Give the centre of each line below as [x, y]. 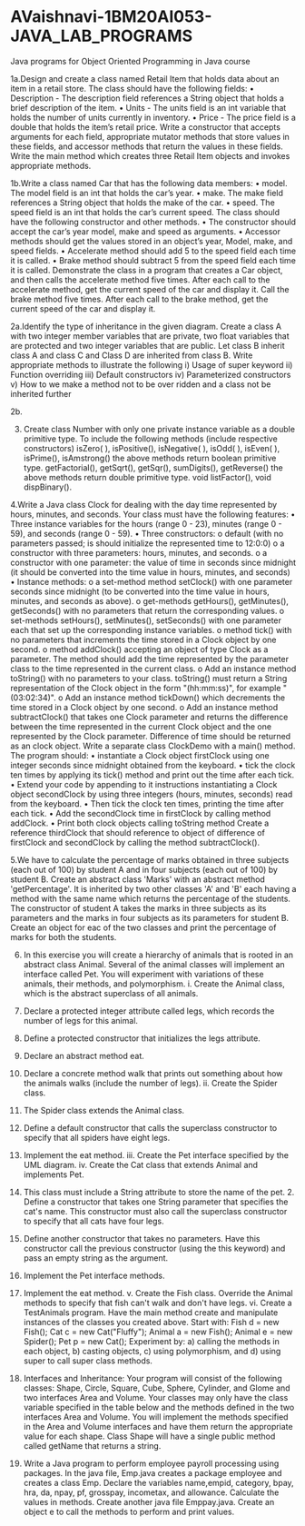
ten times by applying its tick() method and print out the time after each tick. [152, 775]
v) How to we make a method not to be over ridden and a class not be [141, 384]
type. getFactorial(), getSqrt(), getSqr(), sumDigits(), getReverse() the [153, 467]
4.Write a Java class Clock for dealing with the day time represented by [144, 504]
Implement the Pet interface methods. [94, 1275]
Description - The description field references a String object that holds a [148, 98]
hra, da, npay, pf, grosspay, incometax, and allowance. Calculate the [151, 1492]
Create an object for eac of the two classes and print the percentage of [143, 927]
